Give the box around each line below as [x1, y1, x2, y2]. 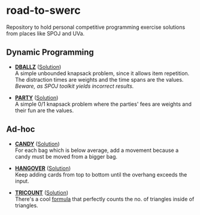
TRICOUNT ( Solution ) [14, 189, 69, 196]
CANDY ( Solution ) [14, 140, 60, 147]
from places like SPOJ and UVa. [6, 29, 85, 37]
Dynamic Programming [6, 47, 94, 58]
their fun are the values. [14, 106, 74, 114]
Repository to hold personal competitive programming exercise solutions [6, 23, 186, 31]
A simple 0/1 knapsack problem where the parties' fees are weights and [14, 100, 192, 107]
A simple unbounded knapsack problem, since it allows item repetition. [14, 70, 190, 77]
